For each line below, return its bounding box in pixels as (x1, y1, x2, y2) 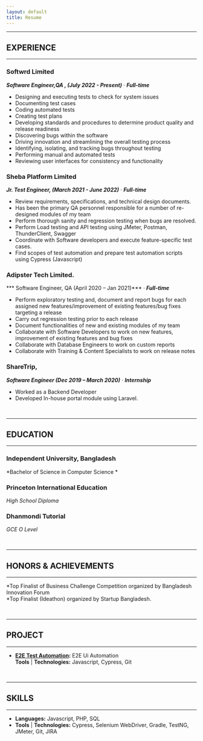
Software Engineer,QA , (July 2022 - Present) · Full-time (6, 81, 150, 88)
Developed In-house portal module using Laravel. (14, 394, 138, 402)
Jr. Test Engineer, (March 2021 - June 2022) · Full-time (6, 186, 147, 193)
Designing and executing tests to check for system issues (14, 93, 159, 100)
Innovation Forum (6, 589, 50, 596)
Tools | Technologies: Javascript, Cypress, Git (14, 658, 132, 665)
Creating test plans (14, 112, 62, 120)
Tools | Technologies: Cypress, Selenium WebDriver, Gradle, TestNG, (14, 721, 189, 728)
